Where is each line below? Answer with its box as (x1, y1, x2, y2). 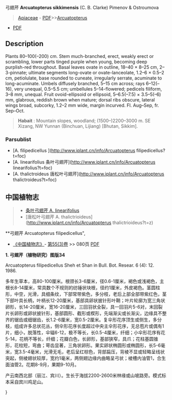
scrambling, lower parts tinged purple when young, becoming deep (5, 58, 147, 65)
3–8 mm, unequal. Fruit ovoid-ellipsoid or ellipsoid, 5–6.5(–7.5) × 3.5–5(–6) (5, 91, 161, 97)
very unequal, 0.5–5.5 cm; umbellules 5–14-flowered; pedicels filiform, (14, 86, 162, 92)
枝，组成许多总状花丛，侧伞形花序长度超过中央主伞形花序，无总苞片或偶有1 (5, 323, 164, 329)
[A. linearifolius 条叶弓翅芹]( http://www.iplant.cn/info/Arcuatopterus (12, 159, 156, 165)
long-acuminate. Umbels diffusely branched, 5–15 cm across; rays (5, 80, 145, 86)
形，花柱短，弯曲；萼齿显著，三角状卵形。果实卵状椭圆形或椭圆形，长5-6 (5, 342, 161, 348)
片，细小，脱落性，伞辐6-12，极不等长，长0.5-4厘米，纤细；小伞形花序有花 (5, 329, 165, 335)
